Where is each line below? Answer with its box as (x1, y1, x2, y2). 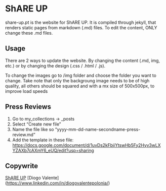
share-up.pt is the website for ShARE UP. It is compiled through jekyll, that (5, 19, 157, 25)
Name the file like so (12, 126, 54, 132)
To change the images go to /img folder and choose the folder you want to (5, 72, 157, 78)
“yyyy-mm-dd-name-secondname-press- (55, 126, 141, 132)
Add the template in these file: (12, 137, 74, 143)
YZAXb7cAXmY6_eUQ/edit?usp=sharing (12, 147, 94, 153)
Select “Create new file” (12, 121, 61, 127)
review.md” (12, 131, 36, 137)
